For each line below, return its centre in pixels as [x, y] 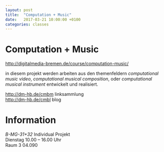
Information [31, 120]
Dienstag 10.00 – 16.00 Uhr [33, 140]
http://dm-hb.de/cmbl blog [33, 99]
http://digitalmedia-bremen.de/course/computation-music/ [67, 64]
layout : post [19, 10]
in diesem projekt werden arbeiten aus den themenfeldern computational [82, 73]
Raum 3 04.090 [22, 145]
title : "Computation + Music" [38, 15]
